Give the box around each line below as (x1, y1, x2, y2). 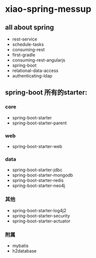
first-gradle (12, 52, 35, 58)
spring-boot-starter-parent (12, 120, 67, 126)
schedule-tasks (12, 41, 44, 47)
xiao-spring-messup (5, 3, 92, 15)
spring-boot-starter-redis (12, 178, 64, 184)
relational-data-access (12, 68, 59, 74)
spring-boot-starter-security (12, 213, 70, 219)
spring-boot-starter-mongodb (12, 172, 73, 178)
